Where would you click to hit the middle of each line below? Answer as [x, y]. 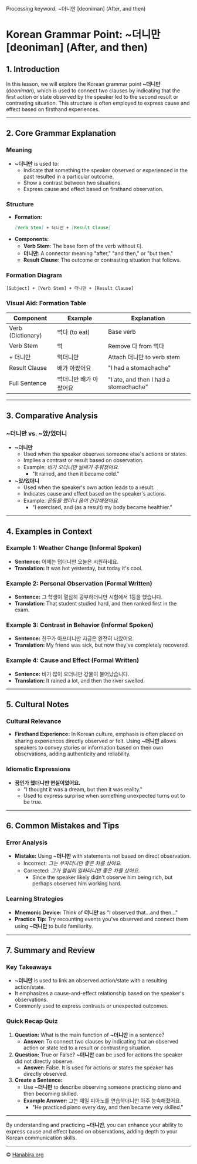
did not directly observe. [44, 1061]
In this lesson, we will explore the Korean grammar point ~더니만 [83, 84]
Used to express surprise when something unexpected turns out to [104, 795]
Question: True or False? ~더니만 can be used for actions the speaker [98, 1055]
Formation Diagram [34, 275]
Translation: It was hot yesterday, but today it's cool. [78, 568]
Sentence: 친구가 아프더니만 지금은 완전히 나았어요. [74, 638]
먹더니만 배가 [74, 379]
